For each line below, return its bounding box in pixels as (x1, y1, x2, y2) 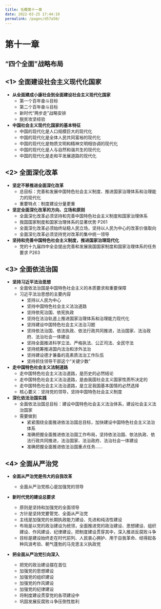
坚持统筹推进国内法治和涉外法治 (26, 346, 91, 352)
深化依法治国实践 (12, 395, 47, 401)
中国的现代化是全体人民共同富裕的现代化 (19, 134, 101, 140)
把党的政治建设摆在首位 (19, 562, 67, 568)
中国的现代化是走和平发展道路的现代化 (19, 152, 97, 159)
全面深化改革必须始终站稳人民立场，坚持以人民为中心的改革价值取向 (19, 225, 157, 231)
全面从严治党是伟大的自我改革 (12, 473, 72, 479)
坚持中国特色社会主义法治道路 (26, 303, 87, 309)
